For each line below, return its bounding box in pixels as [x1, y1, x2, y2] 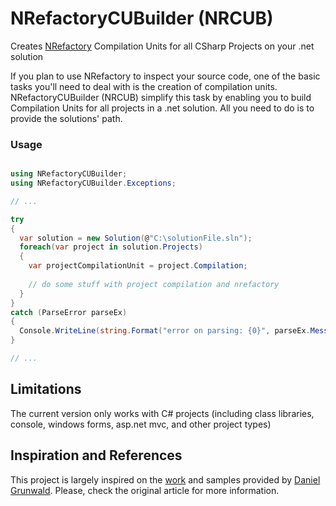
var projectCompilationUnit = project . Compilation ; [28, 261, 248, 271]
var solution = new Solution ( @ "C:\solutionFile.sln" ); [19, 233, 253, 243]
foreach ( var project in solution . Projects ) [19, 242, 203, 252]
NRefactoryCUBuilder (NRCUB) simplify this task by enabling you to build [10, 91, 312, 103]
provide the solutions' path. [10, 112, 123, 124]
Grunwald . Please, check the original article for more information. [10, 484, 280, 496]
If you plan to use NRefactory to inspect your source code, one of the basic [10, 70, 321, 82]
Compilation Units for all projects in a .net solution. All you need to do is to [10, 102, 315, 114]
